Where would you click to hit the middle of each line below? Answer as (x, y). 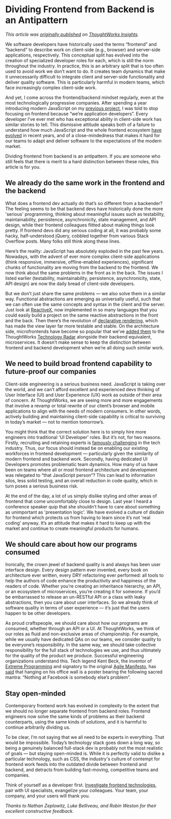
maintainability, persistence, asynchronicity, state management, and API (81, 219)
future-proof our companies (51, 372)
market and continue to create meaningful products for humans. (73, 528)
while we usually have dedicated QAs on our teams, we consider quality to (83, 639)
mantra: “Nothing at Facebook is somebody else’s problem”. (68, 677)
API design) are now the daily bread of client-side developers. (70, 284)
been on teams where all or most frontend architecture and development (81, 470)
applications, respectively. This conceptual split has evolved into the (77, 55)
